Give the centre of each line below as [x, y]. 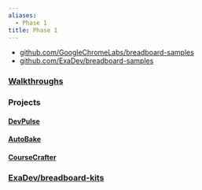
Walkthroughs [36, 81]
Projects [24, 102]
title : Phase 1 [33, 30]
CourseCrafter [32, 157]
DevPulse [24, 121]
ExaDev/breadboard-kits [56, 177]
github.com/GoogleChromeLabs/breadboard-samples [107, 53]
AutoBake [25, 140]
